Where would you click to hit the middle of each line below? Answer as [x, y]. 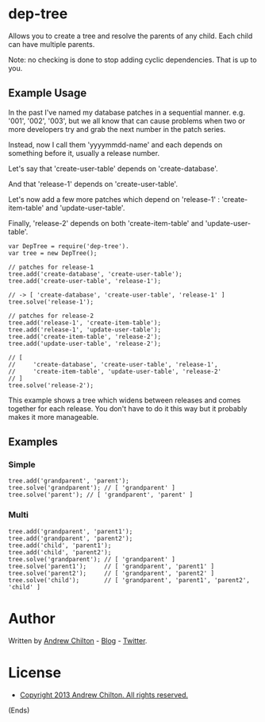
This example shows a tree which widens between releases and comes [125, 400]
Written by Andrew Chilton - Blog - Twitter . [78, 640]
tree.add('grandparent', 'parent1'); [71, 531]
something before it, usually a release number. [84, 153]
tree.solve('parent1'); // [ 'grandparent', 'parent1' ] [111, 566]
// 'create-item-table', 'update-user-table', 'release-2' [115, 371]
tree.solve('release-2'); [51, 385]
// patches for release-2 [51, 316]
